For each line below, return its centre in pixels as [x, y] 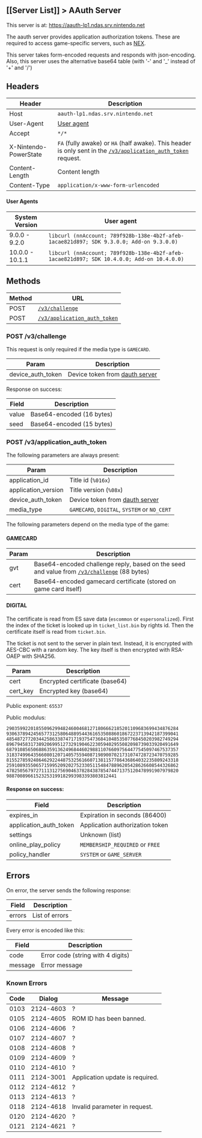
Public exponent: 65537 [35, 705]
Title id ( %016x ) [90, 480]
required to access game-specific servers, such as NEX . [76, 43]
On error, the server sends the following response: [69, 890]
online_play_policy [35, 845]
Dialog [48, 998]
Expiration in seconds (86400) [124, 815]
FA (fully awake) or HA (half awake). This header [124, 143]
